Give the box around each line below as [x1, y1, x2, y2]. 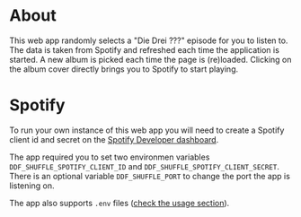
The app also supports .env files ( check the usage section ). [9, 197, 230, 208]
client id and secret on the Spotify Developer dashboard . [9, 134, 219, 144]
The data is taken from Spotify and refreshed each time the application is [9, 44, 280, 55]
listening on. [9, 180, 55, 191]
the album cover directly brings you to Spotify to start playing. [9, 64, 239, 74]
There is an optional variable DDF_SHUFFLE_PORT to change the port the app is [9, 170, 290, 181]
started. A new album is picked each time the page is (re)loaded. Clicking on [9, 54, 292, 65]
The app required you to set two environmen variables [9, 152, 210, 162]
